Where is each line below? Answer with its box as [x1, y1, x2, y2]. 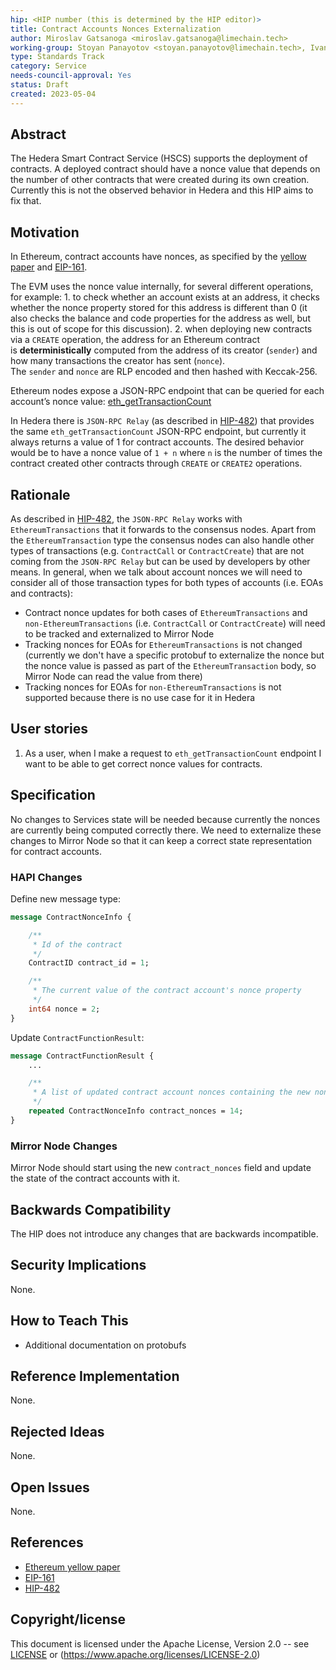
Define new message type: [10, 892, 122, 905]
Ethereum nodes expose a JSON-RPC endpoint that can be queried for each [10, 385, 325, 397]
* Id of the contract [32, 939, 123, 950]
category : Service [10, 61, 87, 71]
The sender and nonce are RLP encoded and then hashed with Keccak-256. [10, 366, 318, 378]
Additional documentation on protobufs [24, 1339, 187, 1351]
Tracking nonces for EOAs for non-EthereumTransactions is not [24, 681, 282, 693]
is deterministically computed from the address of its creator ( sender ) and [10, 344, 318, 356]
